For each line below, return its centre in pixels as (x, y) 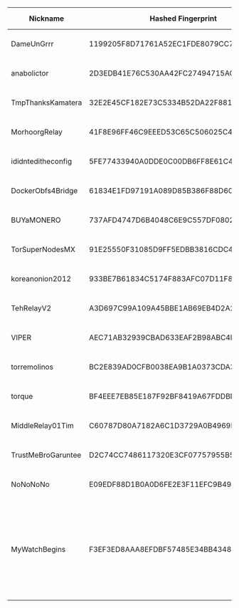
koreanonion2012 (41, 279)
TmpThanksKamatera (47, 103)
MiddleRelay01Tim (43, 425)
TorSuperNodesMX (43, 250)
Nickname (47, 19)
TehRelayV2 (31, 308)
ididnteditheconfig (42, 161)
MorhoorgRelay (37, 132)
